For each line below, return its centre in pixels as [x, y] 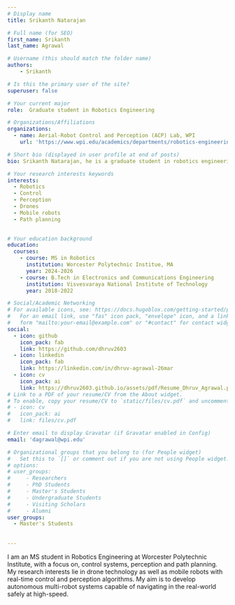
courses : [26, 252]
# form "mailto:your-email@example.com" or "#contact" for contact [111, 323]
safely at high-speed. [38, 594]
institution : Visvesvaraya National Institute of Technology [117, 284]
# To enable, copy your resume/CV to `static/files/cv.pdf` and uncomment [119, 401]
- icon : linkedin [39, 355]
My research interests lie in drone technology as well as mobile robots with [115, 571]
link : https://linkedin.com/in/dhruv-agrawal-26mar [97, 368]
